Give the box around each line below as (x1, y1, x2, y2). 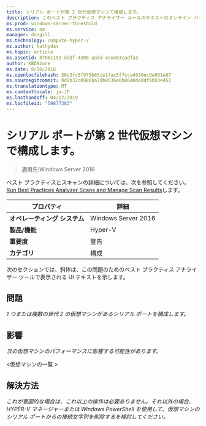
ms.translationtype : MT (6, 83, 67, 90)
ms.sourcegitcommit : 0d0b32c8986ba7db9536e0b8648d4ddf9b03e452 (6, 77, 172, 83)
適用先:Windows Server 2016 (21, 165, 95, 172)
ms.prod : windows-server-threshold (6, 20, 97, 26)
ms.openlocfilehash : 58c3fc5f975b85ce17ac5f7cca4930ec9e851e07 (6, 72, 172, 78)
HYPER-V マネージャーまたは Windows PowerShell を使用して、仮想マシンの (6, 406, 200, 412)
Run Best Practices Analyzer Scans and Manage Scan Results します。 (6, 186, 183, 193)
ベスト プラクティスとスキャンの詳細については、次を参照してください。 (6, 179, 190, 186)
